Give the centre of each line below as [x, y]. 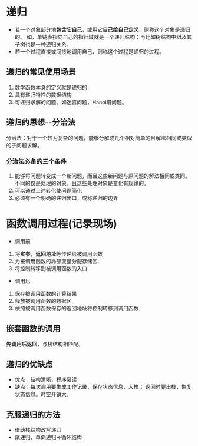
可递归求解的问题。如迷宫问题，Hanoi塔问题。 [71, 102]
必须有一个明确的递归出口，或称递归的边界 [66, 197]
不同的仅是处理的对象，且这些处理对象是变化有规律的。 [82, 183]
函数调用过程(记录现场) [62, 224]
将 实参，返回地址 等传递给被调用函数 [59, 253]
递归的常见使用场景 [41, 72]
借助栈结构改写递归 [38, 430]
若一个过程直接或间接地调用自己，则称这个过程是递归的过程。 [90, 51]
